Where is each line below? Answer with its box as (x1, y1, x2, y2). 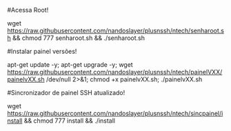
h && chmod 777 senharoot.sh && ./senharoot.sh (7, 34, 145, 42)
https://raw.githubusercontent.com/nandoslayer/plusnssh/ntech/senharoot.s (7, 27, 224, 34)
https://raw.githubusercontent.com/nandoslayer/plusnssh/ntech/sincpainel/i (7, 110, 223, 117)
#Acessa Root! (7, 6, 49, 14)
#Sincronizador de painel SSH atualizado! (7, 89, 125, 97)
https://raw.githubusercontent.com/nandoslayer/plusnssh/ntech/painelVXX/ (7, 68, 223, 76)
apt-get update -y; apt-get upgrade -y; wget (7, 61, 133, 68)
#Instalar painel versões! (7, 48, 77, 55)
